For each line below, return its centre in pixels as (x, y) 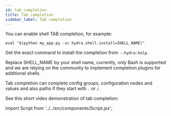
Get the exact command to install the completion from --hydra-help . (77, 53)
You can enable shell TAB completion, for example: (59, 34)
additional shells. (23, 73)
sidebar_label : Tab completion (39, 19)
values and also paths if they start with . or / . (53, 89)
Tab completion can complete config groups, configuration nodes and (79, 83)
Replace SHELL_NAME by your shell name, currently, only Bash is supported (86, 63)
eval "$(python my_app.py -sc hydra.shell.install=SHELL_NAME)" (75, 43)
